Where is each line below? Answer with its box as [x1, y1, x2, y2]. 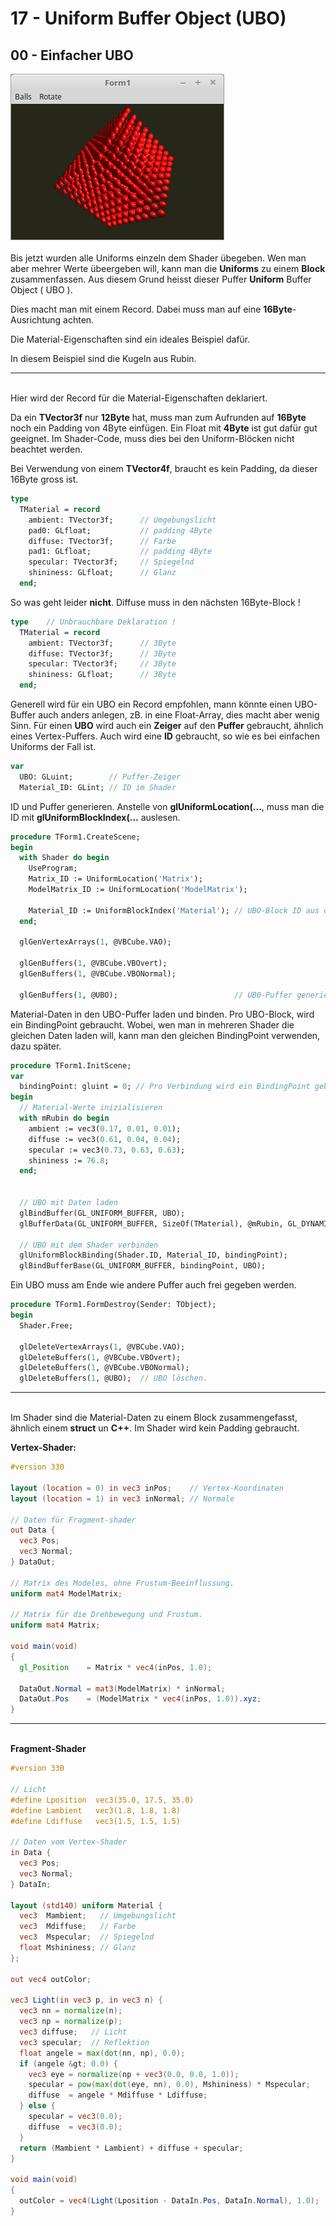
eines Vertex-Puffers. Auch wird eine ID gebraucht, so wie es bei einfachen [10, 730, 320, 742]
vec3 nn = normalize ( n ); [19, 2006, 123, 2016]
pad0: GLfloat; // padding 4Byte [28, 525, 213, 536]
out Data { [10, 1525, 56, 1536]
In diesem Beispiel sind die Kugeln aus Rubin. [10, 353, 197, 364]
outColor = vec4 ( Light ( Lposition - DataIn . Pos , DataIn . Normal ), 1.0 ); [19, 2196, 320, 2206]
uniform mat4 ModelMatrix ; [10, 1588, 123, 1599]
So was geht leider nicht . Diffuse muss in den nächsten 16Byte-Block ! [10, 596, 301, 608]
